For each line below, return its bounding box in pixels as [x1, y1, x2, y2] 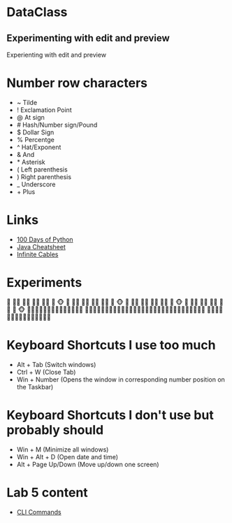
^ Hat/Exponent [16, 143, 61, 151]
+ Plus [16, 187, 36, 196]
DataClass [6, 4, 68, 20]
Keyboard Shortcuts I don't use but [6, 407, 214, 423]
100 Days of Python [16, 235, 74, 244]
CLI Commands [16, 508, 61, 516]
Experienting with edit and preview [6, 50, 106, 59]
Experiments [6, 274, 82, 291]
